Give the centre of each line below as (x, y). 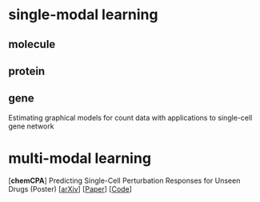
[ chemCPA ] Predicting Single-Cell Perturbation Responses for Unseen (124, 180)
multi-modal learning (80, 158)
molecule (32, 44)
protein (27, 71)
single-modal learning (83, 15)
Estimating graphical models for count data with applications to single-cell (130, 117)
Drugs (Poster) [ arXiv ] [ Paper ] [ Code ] (70, 188)
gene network (31, 126)
